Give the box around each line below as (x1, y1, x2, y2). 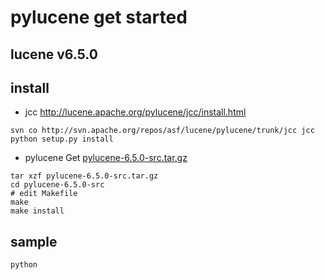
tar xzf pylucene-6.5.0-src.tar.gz (10, 171, 159, 181)
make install (10, 206, 65, 216)
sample (10, 233, 58, 250)
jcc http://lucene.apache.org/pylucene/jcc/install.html (24, 106, 247, 118)
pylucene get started (10, 6, 188, 29)
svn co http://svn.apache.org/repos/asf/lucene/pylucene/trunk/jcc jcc (10, 126, 315, 136)
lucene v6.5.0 (10, 46, 98, 63)
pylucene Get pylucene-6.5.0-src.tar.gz (24, 152, 188, 164)
